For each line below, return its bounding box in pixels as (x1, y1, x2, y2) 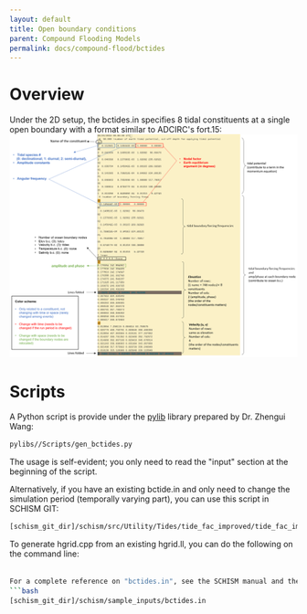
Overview (9, 84, 85, 105)
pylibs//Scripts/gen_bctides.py (9, 439, 132, 450)
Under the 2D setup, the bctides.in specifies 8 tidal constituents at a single (9, 114, 291, 125)
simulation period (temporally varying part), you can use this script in (9, 493, 270, 504)
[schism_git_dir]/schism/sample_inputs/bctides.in (9, 596, 206, 605)
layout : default (9, 15, 71, 24)
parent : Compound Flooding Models (9, 34, 142, 43)
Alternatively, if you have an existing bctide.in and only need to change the (9, 484, 291, 495)
